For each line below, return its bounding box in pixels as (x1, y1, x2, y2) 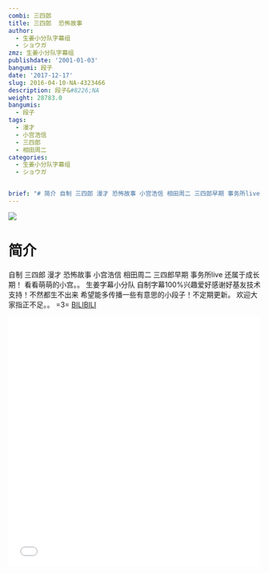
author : (8, 26, 34, 34)
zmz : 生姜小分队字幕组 (8, 49, 74, 57)
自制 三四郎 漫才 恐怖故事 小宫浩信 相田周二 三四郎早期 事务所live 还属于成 (8, 269, 254, 279)
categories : (8, 153, 48, 161)
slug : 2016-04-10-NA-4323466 (8, 79, 106, 87)
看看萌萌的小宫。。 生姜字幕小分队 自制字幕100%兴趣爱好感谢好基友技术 (23, 280, 261, 289)
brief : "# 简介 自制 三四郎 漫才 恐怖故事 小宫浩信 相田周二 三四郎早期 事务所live (8, 190, 260, 198)
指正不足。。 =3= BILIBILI (14, 300, 97, 309)
